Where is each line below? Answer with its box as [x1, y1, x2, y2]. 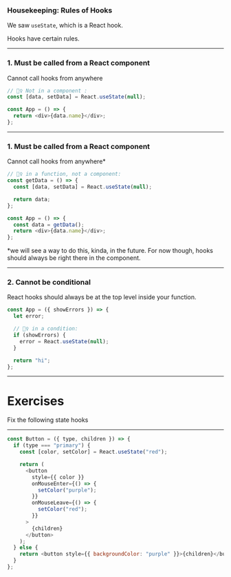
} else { [13, 544, 38, 551]
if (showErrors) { [13, 332, 67, 339]
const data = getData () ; [13, 221, 85, 228]
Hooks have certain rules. [7, 34, 80, 43]
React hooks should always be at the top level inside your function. [7, 293, 197, 301]
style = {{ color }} [32, 474, 85, 480]
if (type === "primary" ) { [13, 442, 91, 449]
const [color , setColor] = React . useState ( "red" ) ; [19, 449, 168, 456]
